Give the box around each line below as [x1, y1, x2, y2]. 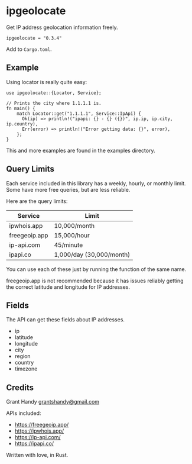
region [14, 353, 31, 360]
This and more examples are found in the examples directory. [6, 147, 155, 154]
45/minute [54, 241, 83, 249]
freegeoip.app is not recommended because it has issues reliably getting [6, 277, 184, 284]
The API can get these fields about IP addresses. [6, 316, 125, 323]
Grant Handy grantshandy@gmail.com [6, 398, 99, 405]
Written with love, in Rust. [6, 452, 69, 459]
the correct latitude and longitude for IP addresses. [6, 283, 131, 291]
